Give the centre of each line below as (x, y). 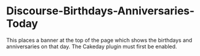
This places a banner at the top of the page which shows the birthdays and (99, 40)
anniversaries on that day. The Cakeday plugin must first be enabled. (92, 46)
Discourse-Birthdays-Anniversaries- (100, 11)
